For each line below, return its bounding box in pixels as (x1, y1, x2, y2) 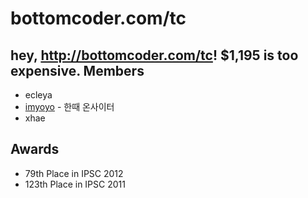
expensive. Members (10, 62, 145, 79)
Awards (10, 141, 60, 158)
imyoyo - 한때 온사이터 (24, 101, 115, 112)
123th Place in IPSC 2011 (24, 178, 126, 190)
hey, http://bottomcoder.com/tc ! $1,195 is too (10, 47, 299, 64)
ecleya (24, 89, 53, 101)
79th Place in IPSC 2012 (24, 167, 124, 179)
